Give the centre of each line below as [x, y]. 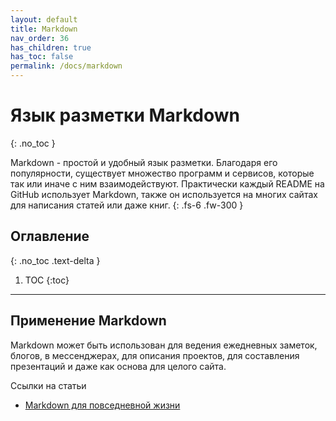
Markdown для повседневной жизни [102, 405]
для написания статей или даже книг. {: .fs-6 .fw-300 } [127, 205]
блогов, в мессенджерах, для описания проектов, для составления [155, 355]
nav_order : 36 [40, 38]
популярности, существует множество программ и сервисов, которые [162, 173]
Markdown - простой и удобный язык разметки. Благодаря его [144, 162]
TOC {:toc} [47, 280]
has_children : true [51, 47]
